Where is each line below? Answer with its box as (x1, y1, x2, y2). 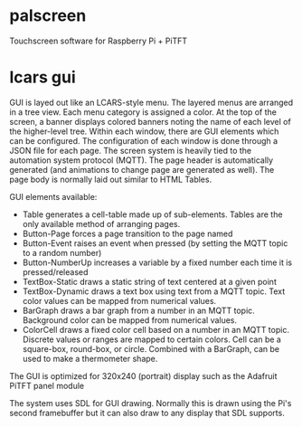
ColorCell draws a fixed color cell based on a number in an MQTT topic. (22, 324, 289, 335)
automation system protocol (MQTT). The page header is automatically (9, 155, 274, 166)
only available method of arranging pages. (22, 218, 181, 229)
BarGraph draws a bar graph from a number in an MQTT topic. (22, 305, 255, 316)
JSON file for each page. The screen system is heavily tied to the (9, 145, 252, 156)
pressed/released (22, 266, 89, 277)
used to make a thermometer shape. (22, 353, 158, 364)
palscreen (9, 5, 87, 26)
